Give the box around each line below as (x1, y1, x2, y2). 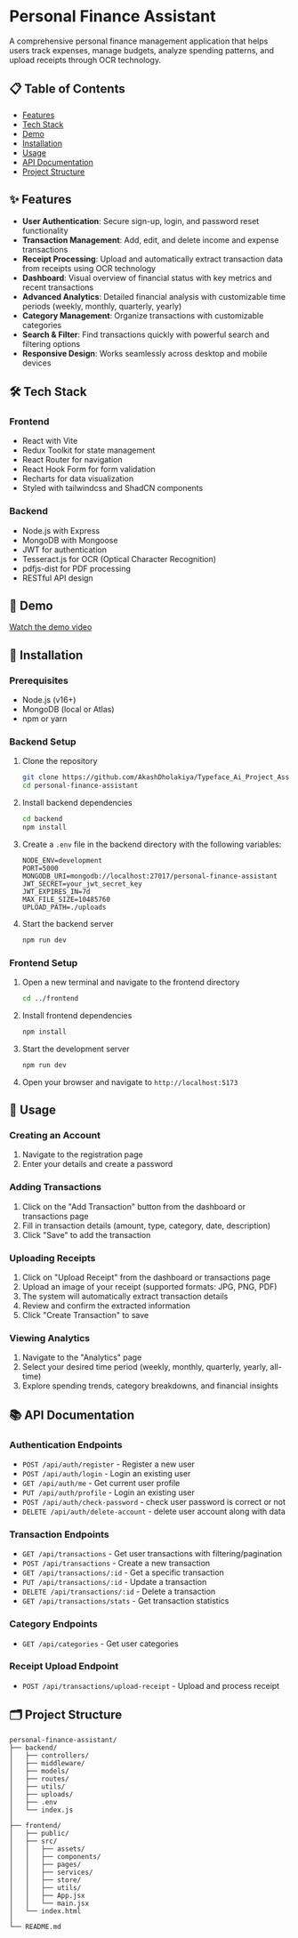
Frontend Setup (9, 956, 78, 969)
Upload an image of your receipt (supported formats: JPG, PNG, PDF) (21, 1281, 278, 1291)
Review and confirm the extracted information (21, 1300, 191, 1311)
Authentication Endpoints (9, 1438, 123, 1451)
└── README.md (9, 1922, 62, 1931)
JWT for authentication (21, 544, 107, 555)
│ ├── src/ (9, 1837, 58, 1846)
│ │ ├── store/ (9, 1875, 82, 1885)
